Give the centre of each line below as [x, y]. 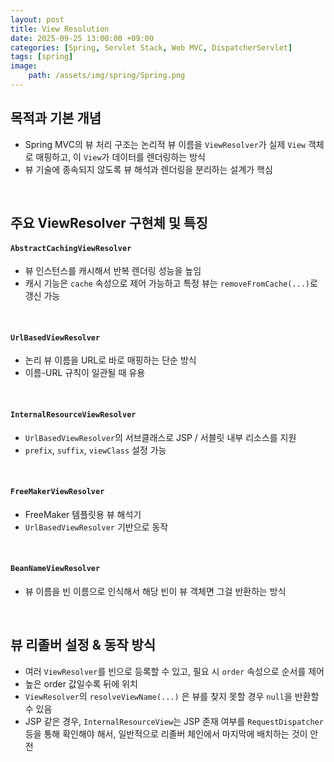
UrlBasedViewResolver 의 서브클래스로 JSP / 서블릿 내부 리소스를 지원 [160, 437]
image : [24, 66]
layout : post [37, 19]
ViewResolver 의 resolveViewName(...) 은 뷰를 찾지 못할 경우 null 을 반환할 [172, 696]
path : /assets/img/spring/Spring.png [107, 76]
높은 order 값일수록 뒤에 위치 [81, 683]
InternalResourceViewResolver [73, 415]
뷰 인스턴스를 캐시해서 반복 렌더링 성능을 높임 [113, 271]
